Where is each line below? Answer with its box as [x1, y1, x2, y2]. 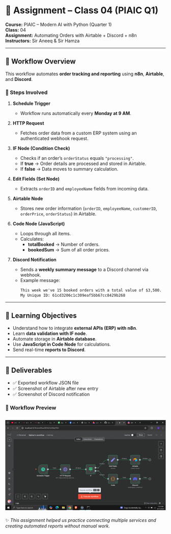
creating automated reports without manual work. [5, 523, 110, 529]
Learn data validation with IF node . [12, 330, 88, 336]
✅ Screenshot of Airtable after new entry [12, 385, 98, 391]
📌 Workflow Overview [5, 57, 76, 66]
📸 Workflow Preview [5, 404, 56, 411]
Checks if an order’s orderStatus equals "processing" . [20, 155, 134, 161]
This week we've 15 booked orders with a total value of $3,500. [20, 288, 162, 293]
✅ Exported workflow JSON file [12, 379, 79, 386]
